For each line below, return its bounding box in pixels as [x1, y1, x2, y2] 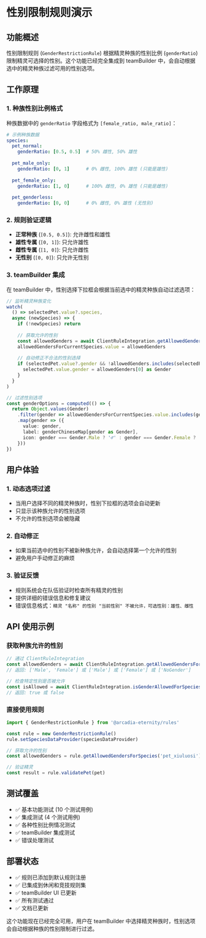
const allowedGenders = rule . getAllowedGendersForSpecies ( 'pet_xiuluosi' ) [6, 753, 202, 759]
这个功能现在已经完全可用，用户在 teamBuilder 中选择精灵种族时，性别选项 [6, 917, 196, 925]
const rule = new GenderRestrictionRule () [6, 731, 116, 737]
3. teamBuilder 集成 [6, 271, 66, 279]
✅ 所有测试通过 [15, 896, 54, 904]
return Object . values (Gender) [12, 406, 89, 412]
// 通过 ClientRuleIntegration [6, 656, 85, 662]
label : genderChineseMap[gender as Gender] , [22, 429, 139, 435]
